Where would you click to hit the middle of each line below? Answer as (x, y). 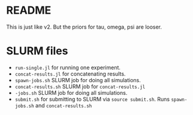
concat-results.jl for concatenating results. (70, 74)
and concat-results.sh (64, 105)
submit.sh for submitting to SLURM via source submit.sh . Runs (92, 99)
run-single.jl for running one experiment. (68, 67)
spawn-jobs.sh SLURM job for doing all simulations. (78, 80)
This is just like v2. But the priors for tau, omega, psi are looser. (84, 27)
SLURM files (37, 51)
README (29, 10)
